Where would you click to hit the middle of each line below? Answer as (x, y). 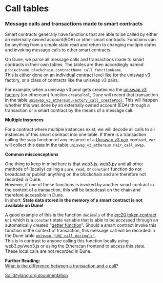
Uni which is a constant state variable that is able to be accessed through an (82, 220)
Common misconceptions (32, 154)
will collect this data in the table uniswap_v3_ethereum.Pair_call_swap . (75, 145)
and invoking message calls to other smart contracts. (58, 50)
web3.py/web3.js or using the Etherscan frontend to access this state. (75, 246)
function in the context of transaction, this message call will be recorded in (80, 231)
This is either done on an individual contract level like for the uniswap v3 (78, 75)
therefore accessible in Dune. (35, 195)
